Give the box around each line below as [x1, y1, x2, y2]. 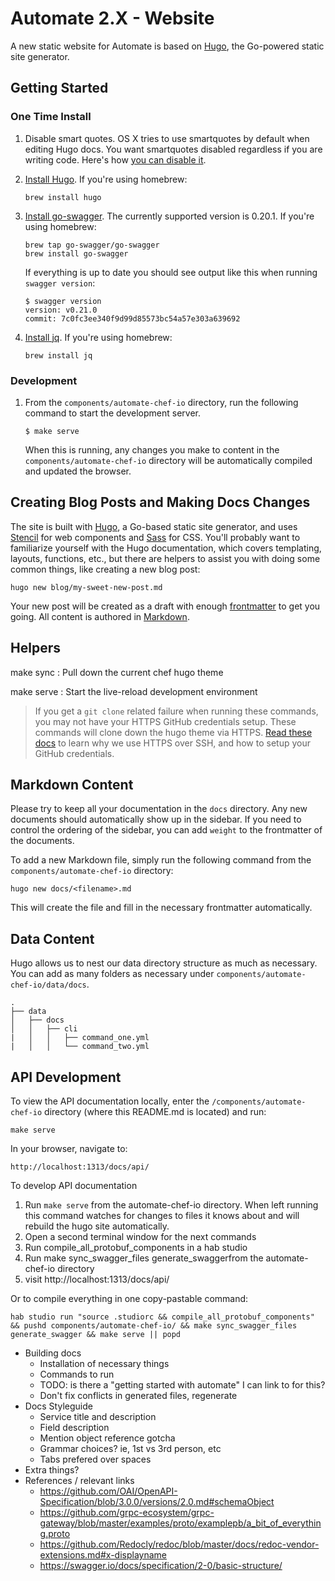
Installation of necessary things [39, 1357, 170, 1369]
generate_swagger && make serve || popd [10, 1329, 182, 1339]
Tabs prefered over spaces [39, 1453, 152, 1465]
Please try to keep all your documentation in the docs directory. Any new [10, 803, 308, 815]
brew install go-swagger [24, 248, 129, 259]
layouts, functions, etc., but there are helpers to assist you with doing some [10, 552, 321, 564]
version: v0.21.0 [24, 305, 98, 315]
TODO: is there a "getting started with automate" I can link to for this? [39, 1378, 326, 1391]
